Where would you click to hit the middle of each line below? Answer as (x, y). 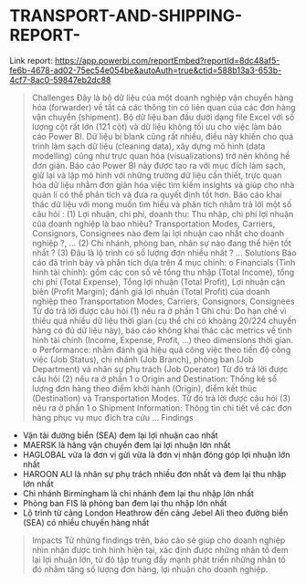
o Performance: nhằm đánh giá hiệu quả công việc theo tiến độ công (161, 349)
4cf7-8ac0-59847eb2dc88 (60, 79)
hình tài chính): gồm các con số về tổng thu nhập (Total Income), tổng (163, 272)
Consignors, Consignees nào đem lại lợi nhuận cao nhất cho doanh (158, 233)
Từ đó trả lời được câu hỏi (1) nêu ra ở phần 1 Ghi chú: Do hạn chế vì (159, 310)
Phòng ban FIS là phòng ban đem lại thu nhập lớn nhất (125, 503)
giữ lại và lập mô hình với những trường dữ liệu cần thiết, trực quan (157, 175)
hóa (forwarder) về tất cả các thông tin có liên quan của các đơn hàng (164, 107)
